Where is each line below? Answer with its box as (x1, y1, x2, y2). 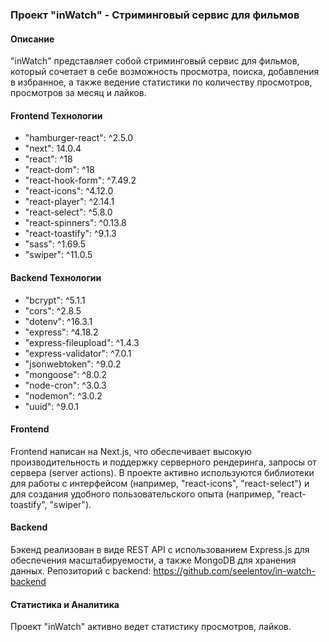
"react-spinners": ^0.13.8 (24, 217, 127, 229)
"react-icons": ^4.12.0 (24, 185, 114, 197)
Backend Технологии (10, 271, 102, 283)
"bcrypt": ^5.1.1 (24, 294, 86, 306)
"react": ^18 (24, 153, 73, 165)
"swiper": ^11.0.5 (24, 249, 93, 261)
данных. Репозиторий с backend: (10, 564, 152, 577)
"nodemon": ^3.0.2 (24, 389, 103, 402)
